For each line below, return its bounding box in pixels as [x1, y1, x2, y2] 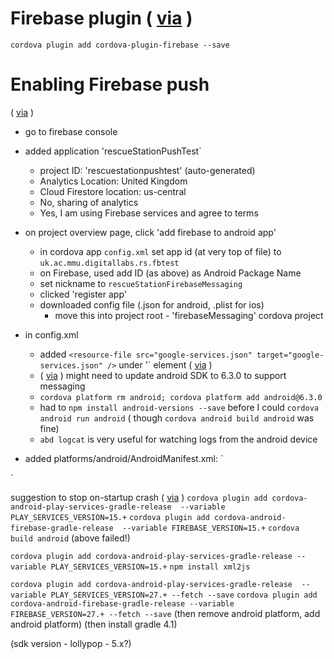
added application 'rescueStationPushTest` [24, 145, 202, 157]
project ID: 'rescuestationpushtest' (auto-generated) [39, 164, 256, 176]
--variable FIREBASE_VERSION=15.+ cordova [121, 523, 300, 533]
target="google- [256, 350, 325, 360]
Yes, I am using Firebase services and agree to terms [39, 207, 259, 219]
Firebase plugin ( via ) [10, 7, 193, 30]
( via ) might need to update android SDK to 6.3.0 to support [39, 369, 287, 381]
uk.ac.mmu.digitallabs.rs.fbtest [39, 258, 180, 268]
